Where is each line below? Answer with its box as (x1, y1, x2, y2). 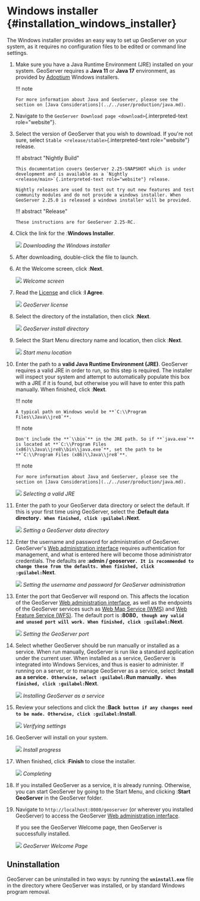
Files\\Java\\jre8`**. (15, 414, 72, 420)
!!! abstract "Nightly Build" (15, 154, 80, 162)
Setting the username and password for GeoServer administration (23, 581, 186, 588)
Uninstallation (7, 860, 60, 870)
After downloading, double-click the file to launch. (15, 253, 139, 261)
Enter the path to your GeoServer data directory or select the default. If (15, 501, 190, 509)
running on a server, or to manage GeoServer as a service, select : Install (15, 667, 194, 674)
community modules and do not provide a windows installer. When (15, 192, 181, 198)
